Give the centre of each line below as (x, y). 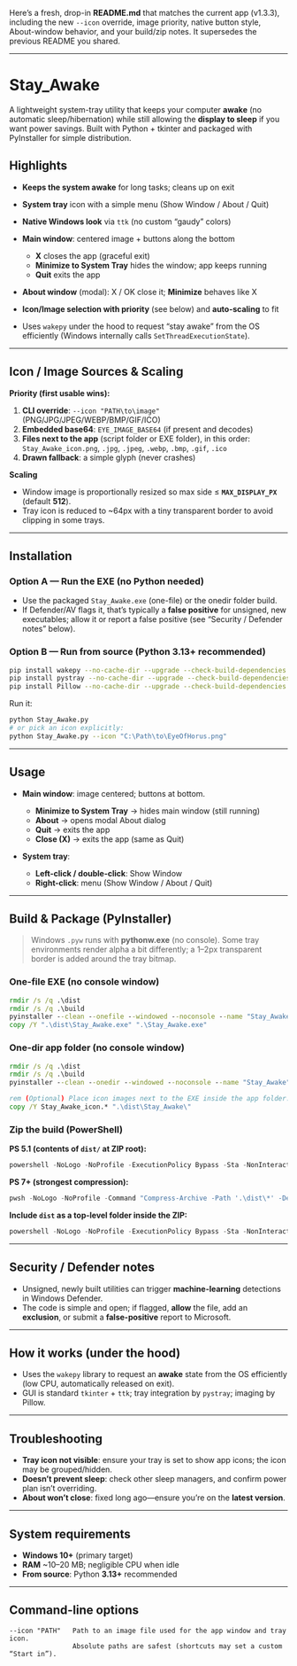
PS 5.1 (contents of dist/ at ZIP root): (78, 1149)
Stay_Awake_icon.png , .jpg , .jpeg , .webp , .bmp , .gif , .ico (124, 448)
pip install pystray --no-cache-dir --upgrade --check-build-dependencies (150, 678)
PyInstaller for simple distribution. (70, 137)
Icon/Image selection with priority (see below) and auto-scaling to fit (150, 308)
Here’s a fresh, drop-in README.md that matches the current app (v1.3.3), (145, 13)
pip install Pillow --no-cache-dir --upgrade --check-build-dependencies (148, 687)
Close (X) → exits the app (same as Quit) (110, 839)
